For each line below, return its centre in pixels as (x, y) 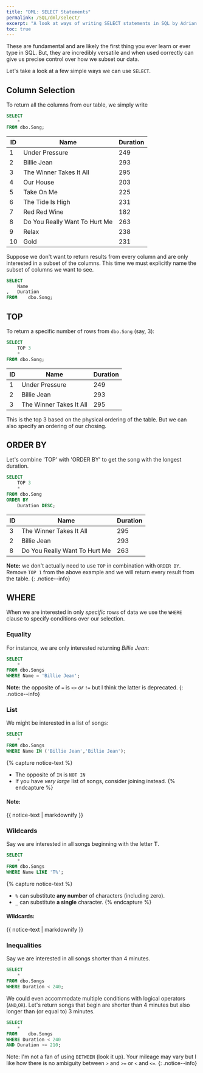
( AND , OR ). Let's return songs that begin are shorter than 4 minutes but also (98, 1005)
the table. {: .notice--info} (38, 579)
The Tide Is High (47, 202)
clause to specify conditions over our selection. (66, 619)
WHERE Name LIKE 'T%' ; (35, 872)
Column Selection (41, 90)
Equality (19, 635)
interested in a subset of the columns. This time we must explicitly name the (101, 263)
